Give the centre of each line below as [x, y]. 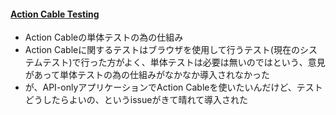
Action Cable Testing [55, 14]
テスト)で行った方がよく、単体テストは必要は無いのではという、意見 [184, 62]
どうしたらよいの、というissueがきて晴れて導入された [136, 100]
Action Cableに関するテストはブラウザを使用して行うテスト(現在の [162, 50]
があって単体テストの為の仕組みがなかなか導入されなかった [147, 75]
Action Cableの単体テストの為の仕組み [104, 37]
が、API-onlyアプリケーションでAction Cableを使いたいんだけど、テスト [173, 87]
